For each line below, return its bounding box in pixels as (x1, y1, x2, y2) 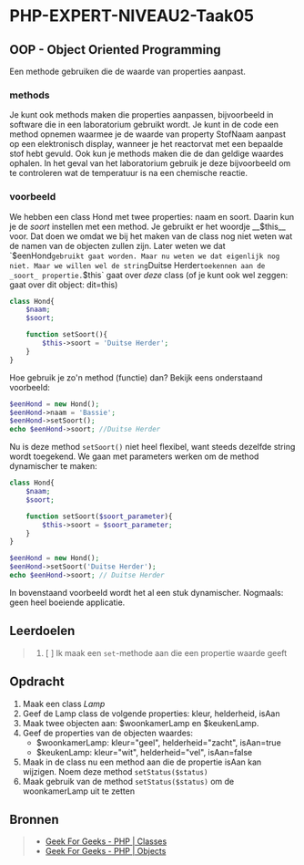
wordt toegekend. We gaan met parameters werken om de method (9, 451, 259, 462)
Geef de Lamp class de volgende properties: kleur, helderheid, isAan (22, 708, 280, 719)
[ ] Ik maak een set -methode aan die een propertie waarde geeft (45, 647, 288, 658)
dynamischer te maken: (9, 461, 97, 472)
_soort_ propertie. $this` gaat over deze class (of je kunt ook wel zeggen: (9, 269, 289, 280)
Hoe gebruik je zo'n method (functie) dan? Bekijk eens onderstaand (9, 371, 263, 383)
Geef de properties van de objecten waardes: (22, 727, 194, 738)
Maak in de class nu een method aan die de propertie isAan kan (22, 756, 262, 767)
